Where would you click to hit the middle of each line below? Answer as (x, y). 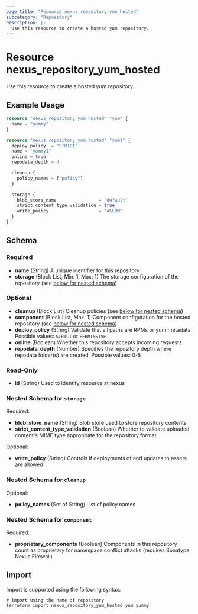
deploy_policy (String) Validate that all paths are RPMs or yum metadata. (103, 329)
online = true (29, 157)
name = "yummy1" (31, 151)
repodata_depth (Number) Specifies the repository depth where (93, 348)
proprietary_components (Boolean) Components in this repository (96, 544)
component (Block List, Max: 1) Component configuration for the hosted (103, 317)
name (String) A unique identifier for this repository (77, 270)
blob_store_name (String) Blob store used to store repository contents (100, 423)
